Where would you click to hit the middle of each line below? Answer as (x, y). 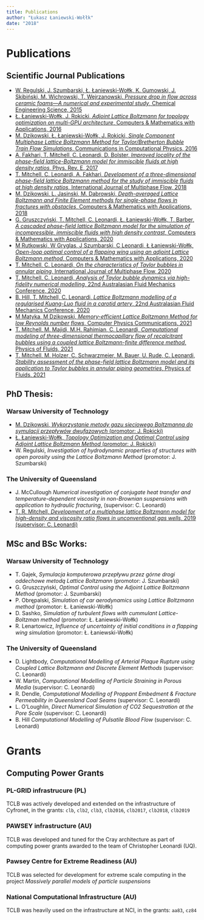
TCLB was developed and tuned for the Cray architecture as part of (90, 839)
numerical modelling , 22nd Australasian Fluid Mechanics (105, 284)
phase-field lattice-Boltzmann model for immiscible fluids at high (97, 161)
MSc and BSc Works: (47, 544)
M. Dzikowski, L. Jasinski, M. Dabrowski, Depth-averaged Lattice (97, 194)
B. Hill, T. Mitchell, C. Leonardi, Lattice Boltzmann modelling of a (96, 297)
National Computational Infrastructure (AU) (72, 897)
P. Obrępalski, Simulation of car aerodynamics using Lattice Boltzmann (104, 601)
